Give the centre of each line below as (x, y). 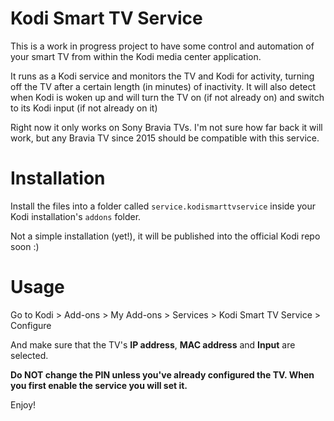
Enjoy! (23, 404)
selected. (29, 355)
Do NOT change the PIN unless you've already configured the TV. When (162, 374)
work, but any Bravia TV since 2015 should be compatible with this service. (165, 138)
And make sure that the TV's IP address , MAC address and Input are (153, 344)
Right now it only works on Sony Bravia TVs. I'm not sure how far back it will (166, 127)
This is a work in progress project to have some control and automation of (162, 46)
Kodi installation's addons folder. (76, 216)
